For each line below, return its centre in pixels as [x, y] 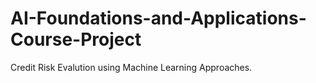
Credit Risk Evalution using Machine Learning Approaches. [131, 67]
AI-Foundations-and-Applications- [158, 18]
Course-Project [76, 39]
